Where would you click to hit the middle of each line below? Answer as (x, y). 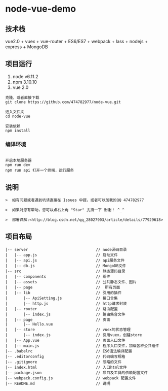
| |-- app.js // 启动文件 (61, 255)
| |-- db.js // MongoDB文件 (66, 266)
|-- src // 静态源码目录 (65, 271)
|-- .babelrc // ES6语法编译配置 (69, 351)
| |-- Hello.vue (29, 324)
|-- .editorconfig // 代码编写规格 (65, 356)
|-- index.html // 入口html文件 (66, 367)
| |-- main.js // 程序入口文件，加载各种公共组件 (82, 346)
